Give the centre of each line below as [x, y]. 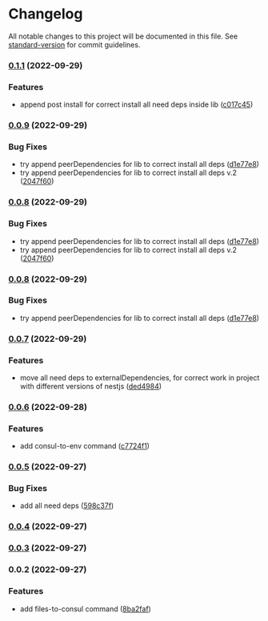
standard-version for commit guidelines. [74, 44]
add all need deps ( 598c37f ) [67, 505]
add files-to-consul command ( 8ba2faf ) [86, 609]
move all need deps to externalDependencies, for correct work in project [140, 378]
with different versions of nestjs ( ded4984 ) [91, 387]
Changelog [46, 14]
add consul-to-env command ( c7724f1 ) [85, 446]
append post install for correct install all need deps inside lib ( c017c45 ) [136, 104]
